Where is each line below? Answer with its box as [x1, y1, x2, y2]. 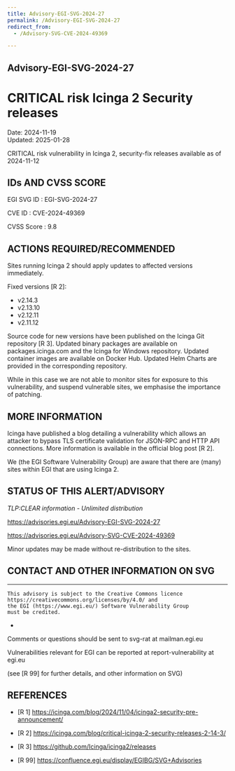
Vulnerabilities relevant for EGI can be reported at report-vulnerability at [7, 648, 215, 656]
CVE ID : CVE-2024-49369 [7, 209, 85, 217]
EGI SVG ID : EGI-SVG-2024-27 [7, 196, 98, 204]
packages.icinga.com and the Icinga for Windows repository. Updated [7, 347, 209, 355]
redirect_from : [7, 23, 52, 30]
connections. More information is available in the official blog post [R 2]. [7, 444, 215, 453]
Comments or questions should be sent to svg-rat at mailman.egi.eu [7, 634, 204, 643]
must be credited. [7, 608, 61, 615]
